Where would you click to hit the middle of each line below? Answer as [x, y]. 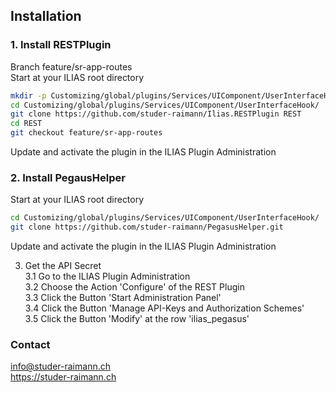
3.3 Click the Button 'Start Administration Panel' [123, 298]
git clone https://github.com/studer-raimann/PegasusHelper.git [147, 227]
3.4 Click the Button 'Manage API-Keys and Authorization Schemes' [164, 308]
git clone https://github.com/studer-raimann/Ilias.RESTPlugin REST [156, 114]
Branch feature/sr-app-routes [71, 66]
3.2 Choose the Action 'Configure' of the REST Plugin [134, 287]
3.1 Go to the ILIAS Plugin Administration [107, 276]
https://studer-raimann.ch [63, 377]
